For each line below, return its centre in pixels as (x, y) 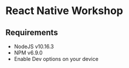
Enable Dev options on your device (56, 59)
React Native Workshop (64, 11)
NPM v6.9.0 (28, 53)
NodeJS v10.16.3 (34, 46)
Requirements (32, 33)
